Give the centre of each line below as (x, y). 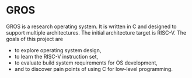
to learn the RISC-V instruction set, (56, 56)
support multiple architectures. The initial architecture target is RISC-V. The (96, 32)
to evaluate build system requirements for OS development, (86, 63)
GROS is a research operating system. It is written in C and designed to (91, 26)
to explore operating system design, (58, 50)
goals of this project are (34, 39)
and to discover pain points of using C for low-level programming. (94, 69)
